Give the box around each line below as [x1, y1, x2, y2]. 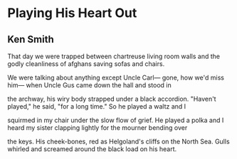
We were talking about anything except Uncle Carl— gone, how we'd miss [7, 73, 224, 82]
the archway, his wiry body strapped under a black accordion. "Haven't [7, 94, 216, 103]
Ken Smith [7, 33, 55, 45]
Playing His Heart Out [7, 5, 137, 21]
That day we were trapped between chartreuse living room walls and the [7, 52, 221, 60]
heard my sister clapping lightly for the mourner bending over [7, 124, 188, 132]
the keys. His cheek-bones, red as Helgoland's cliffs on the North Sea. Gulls [7, 137, 230, 146]
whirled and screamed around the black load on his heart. [7, 145, 177, 153]
